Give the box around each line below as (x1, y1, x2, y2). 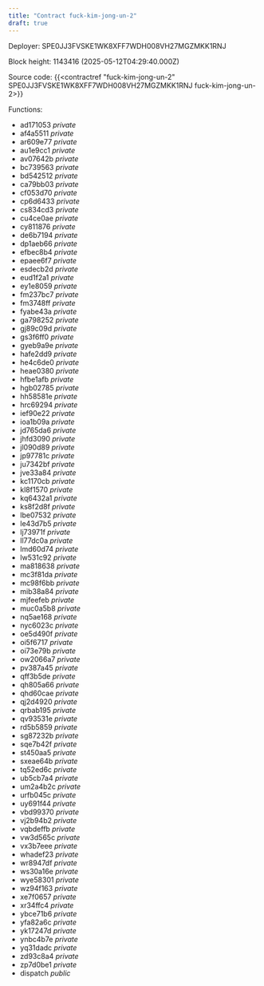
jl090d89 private (19, 442, 75, 452)
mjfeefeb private (19, 595, 75, 604)
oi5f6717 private (19, 637, 73, 647)
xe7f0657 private (19, 892, 77, 901)
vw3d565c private (19, 832, 81, 842)
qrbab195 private (19, 705, 77, 715)
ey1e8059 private (19, 281, 77, 291)
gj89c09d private (19, 323, 77, 333)
